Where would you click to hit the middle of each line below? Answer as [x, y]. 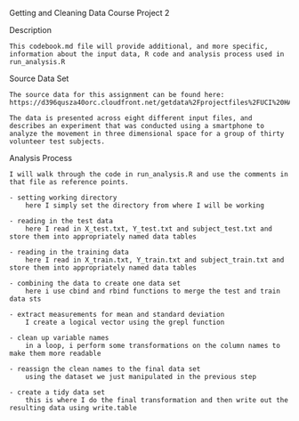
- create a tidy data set [57, 393]
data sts [25, 299]
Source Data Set [39, 78]
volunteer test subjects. [57, 142]
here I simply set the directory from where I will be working [145, 206]
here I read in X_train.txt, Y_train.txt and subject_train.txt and [155, 260]
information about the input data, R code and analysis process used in [147, 54]
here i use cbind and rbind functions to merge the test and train [153, 291]
